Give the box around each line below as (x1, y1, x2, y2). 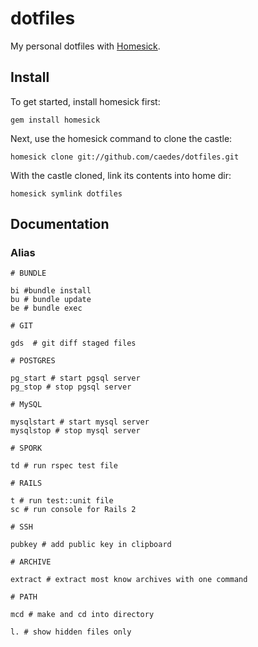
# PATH (10, 592, 38, 602)
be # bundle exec (10, 303, 83, 314)
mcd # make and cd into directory (10, 610, 155, 620)
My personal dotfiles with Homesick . (10, 40, 161, 52)
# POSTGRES (10, 356, 56, 366)
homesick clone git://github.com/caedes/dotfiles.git (10, 152, 240, 162)
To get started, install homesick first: (10, 95, 161, 107)
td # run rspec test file (10, 461, 118, 471)
